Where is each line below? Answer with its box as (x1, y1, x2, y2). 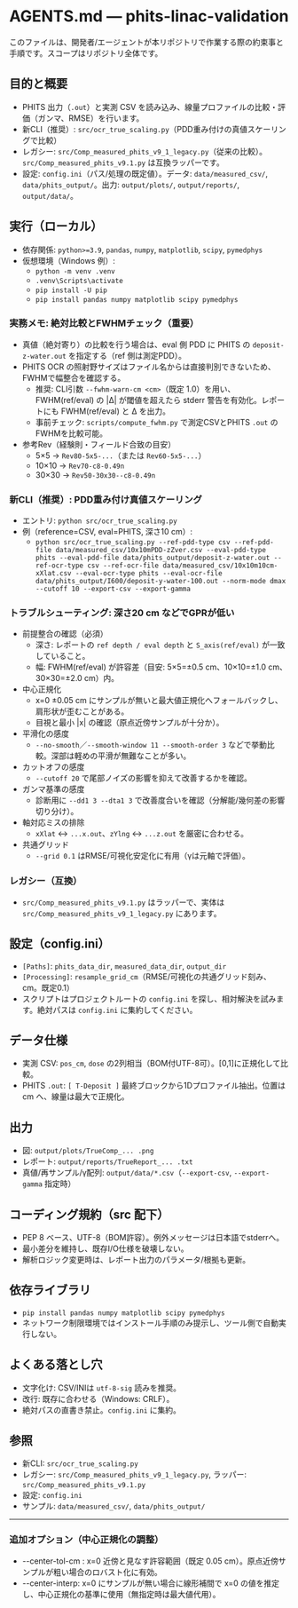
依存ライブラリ (9, 1283, 91, 1298)
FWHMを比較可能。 (35, 428, 108, 439)
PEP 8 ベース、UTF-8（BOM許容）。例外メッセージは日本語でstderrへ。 (21, 1232, 285, 1242)
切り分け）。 (35, 806, 79, 817)
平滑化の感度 (21, 728, 69, 739)
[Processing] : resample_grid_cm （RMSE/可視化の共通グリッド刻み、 (21, 970, 272, 982)
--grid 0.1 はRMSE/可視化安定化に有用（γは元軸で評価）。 (35, 851, 251, 861)
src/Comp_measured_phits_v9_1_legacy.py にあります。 (21, 907, 222, 918)
